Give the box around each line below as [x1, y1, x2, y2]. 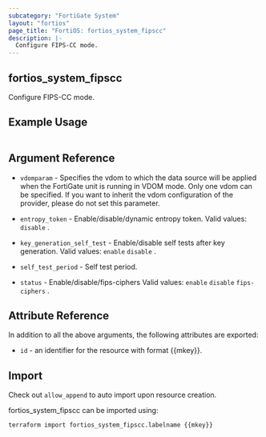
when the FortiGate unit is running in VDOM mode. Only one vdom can [19, 181, 252, 190]
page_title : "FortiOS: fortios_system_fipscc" [8, 26, 167, 34]
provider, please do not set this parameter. [19, 198, 160, 208]
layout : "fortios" [8, 19, 70, 27]
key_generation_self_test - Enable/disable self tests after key [19, 238, 226, 247]
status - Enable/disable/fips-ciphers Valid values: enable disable [19, 277, 235, 287]
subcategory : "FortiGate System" [8, 11, 120, 20]
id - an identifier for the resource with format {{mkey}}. [19, 346, 203, 355]
